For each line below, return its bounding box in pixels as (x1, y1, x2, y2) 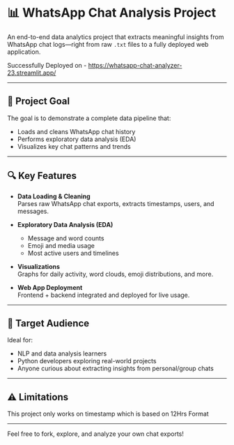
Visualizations (17, 262, 61, 270)
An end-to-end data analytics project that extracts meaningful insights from (7, 32, 224, 41)
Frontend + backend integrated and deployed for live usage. (17, 291, 190, 299)
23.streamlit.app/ (7, 68, 56, 77)
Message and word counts (27, 234, 104, 242)
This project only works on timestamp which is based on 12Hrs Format (7, 409, 209, 418)
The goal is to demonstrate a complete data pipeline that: (7, 114, 171, 122)
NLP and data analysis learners (17, 349, 107, 358)
